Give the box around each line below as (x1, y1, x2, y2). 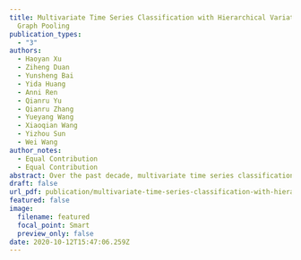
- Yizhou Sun (17, 130, 66, 138)
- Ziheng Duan (17, 63, 70, 72)
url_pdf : (9, 188, 42, 197)
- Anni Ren (17, 88, 58, 96)
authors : (9, 46, 42, 55)
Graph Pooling (17, 21, 70, 30)
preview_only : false (17, 229, 94, 238)
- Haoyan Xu (17, 55, 63, 63)
